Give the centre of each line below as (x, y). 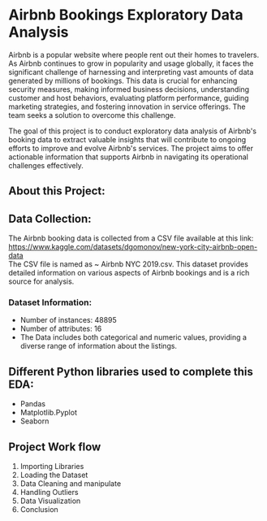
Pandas (33, 404)
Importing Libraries (52, 467)
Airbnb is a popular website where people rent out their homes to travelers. (134, 54)
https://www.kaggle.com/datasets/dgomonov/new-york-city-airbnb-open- (133, 247)
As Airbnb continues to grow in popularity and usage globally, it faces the (131, 63)
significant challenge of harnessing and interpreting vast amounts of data (131, 72)
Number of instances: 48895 (69, 320)
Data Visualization (50, 501)
